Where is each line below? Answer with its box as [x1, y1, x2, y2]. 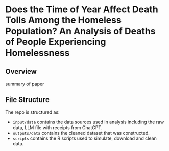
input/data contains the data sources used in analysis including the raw [12, 119, 164, 125]
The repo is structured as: [5, 109, 60, 115]
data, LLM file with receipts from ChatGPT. [12, 124, 103, 131]
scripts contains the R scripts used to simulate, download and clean [12, 135, 157, 141]
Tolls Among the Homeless [5, 14, 122, 26]
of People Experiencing [5, 36, 106, 48]
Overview [5, 67, 37, 76]
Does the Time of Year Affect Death [5, 4, 158, 15]
